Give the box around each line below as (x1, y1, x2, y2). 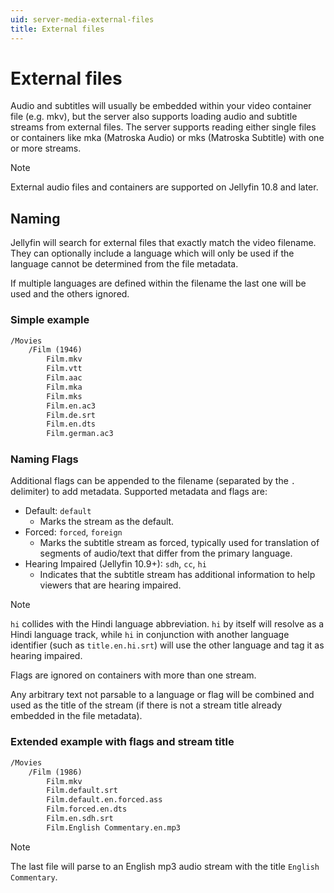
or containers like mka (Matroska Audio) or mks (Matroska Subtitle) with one (10, 132, 325, 144)
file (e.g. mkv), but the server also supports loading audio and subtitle (10, 111, 298, 123)
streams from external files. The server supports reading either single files (10, 121, 317, 133)
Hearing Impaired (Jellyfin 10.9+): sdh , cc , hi (24, 558, 207, 570)
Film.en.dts (46, 419, 97, 430)
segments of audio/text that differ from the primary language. (39, 547, 293, 560)
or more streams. (10, 142, 82, 155)
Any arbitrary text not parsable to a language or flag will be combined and (10, 689, 315, 701)
